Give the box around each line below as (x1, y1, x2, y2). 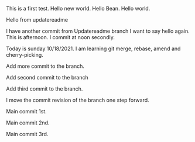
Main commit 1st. (6, 108, 47, 115)
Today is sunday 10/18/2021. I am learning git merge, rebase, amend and (6, 45, 181, 52)
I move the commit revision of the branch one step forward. (6, 96, 149, 103)
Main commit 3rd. (6, 131, 49, 137)
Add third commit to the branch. (6, 85, 83, 92)
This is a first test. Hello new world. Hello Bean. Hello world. (6, 5, 150, 12)
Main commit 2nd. (6, 119, 50, 126)
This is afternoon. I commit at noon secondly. (6, 34, 115, 40)
